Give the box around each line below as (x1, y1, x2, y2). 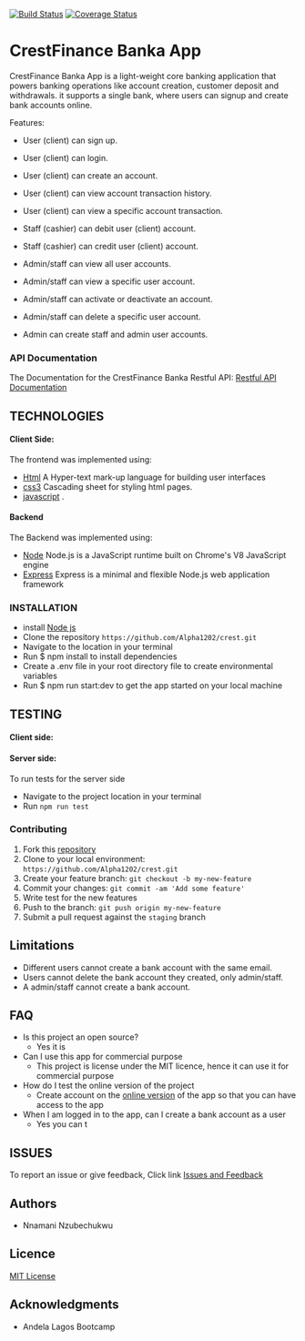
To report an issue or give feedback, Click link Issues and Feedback (9, 1170, 264, 1181)
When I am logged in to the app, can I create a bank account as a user (22, 1109, 287, 1120)
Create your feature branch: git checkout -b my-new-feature (22, 872, 252, 883)
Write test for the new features (22, 892, 138, 903)
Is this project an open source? (22, 1031, 139, 1042)
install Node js (22, 622, 76, 633)
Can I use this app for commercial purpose (22, 1051, 184, 1062)
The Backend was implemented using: (9, 533, 153, 544)
